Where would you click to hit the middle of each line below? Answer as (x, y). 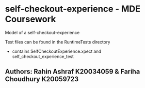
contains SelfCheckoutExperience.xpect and (56, 51)
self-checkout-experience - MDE (73, 9)
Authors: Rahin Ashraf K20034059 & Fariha (72, 72)
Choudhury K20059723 (42, 79)
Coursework (31, 19)
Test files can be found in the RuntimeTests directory (58, 42)
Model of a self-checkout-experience (42, 32)
